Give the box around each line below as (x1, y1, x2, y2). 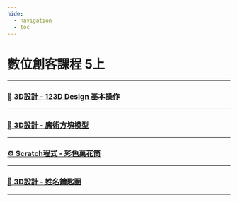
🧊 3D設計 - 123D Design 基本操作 (7, 92, 120, 102)
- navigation (13, 17, 52, 24)
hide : (7, 10, 23, 18)
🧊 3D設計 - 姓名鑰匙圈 (7, 177, 81, 187)
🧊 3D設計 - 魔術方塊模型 (7, 120, 89, 130)
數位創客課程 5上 (7, 56, 106, 72)
